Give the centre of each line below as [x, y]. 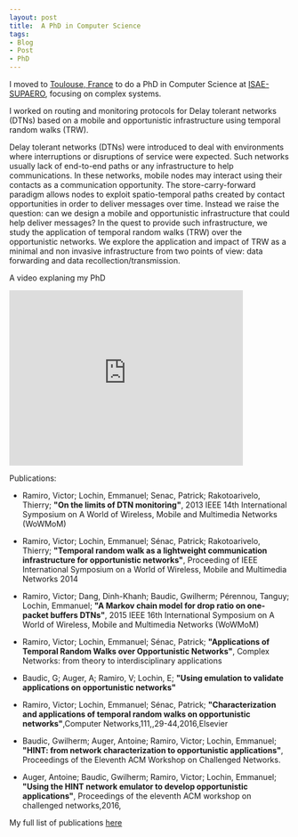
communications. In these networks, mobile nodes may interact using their [146, 175]
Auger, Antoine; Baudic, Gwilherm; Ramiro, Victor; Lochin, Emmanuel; [149, 777]
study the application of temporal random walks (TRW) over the [126, 232]
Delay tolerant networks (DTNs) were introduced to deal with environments [147, 147]
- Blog [21, 42]
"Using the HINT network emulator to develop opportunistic [135, 786]
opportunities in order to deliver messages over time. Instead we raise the [145, 204]
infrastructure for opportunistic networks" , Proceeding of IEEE [140, 560]
